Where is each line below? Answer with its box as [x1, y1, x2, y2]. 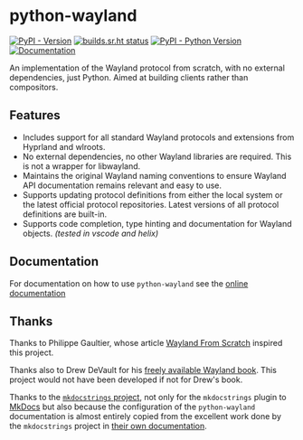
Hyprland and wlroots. [22, 141, 106, 152]
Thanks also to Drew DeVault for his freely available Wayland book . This [9, 365, 278, 376]
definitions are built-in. [22, 209, 108, 220]
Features [9, 108, 61, 123]
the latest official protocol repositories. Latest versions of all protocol [22, 199, 279, 210]
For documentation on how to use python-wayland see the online [9, 277, 249, 289]
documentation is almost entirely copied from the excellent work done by [9, 411, 282, 422]
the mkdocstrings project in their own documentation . [9, 421, 208, 432]
